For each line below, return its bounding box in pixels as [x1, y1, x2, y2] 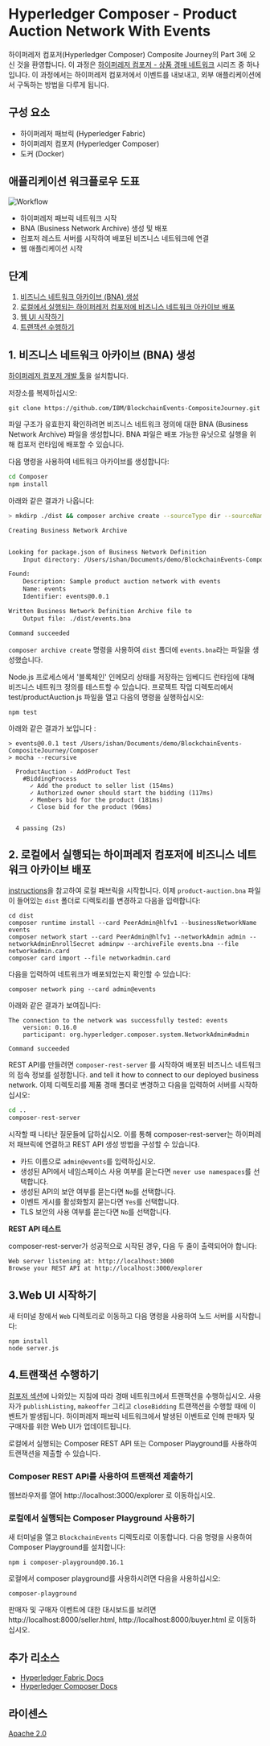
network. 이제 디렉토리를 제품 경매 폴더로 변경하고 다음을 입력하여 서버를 [8, 1080, 237, 1090]
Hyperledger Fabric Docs [19, 1673, 104, 1682]
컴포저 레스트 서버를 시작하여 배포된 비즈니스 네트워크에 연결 [19, 233, 210, 243]
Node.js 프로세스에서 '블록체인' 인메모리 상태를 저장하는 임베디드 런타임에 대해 [8, 672, 255, 682]
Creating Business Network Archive [8, 526, 128, 534]
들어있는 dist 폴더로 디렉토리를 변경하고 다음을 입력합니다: [16, 896, 201, 906]
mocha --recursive [15, 753, 78, 761]
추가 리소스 [8, 1651, 60, 1665]
